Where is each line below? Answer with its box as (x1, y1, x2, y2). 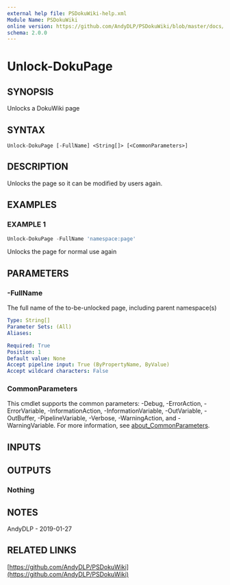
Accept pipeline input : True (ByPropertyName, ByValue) (7, 361, 170, 368)
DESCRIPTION (7, 161, 68, 172)
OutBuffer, (7, 414, 36, 422)
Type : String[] (7, 317, 51, 324)
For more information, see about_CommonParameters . (57, 422, 210, 430)
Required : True (7, 342, 51, 349)
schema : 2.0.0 (7, 29, 48, 36)
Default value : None (7, 355, 66, 362)
